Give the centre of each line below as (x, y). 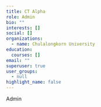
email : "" (18, 60)
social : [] (19, 33)
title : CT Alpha (26, 11)
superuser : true (26, 66)
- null (19, 77)
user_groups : (22, 71)
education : (19, 50)
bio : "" (15, 22)
